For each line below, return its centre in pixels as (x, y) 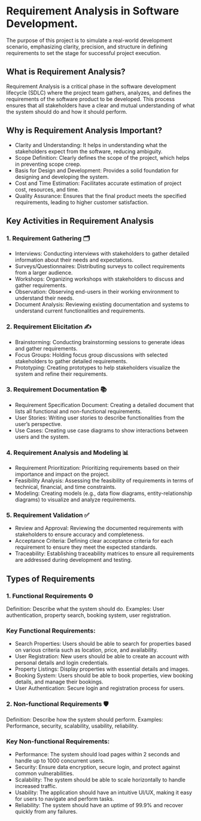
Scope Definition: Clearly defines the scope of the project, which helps (102, 157)
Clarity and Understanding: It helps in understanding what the (91, 145)
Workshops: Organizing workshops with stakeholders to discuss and (99, 279)
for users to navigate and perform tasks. (65, 799)
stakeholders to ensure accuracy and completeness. (80, 534)
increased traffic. (36, 786)
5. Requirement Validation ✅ (48, 515)
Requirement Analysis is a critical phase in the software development (91, 86)
